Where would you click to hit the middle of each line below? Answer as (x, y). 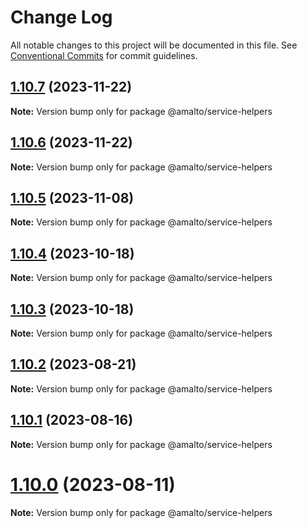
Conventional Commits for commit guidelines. (104, 55)
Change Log (61, 17)
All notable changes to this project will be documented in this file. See (154, 45)
